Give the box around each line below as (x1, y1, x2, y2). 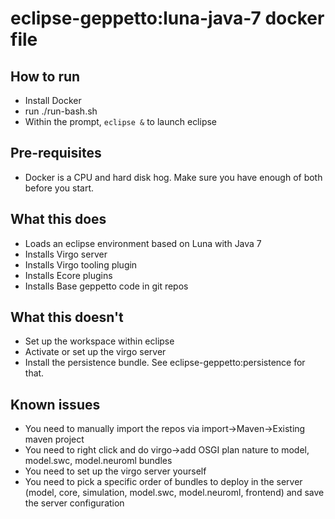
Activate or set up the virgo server (24, 346, 167, 358)
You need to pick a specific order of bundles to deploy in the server (24, 476, 303, 488)
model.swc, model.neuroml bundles (24, 455, 173, 467)
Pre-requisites (10, 145, 102, 162)
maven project (24, 433, 85, 446)
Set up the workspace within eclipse (24, 335, 175, 347)
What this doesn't (10, 309, 124, 326)
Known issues (10, 396, 101, 413)
